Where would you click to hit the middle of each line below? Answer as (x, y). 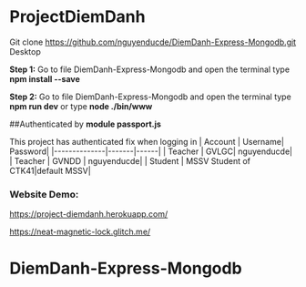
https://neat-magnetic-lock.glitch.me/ (80, 232)
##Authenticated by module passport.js (86, 124)
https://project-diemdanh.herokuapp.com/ (89, 214)
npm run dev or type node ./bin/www (81, 106)
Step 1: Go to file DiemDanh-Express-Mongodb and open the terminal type (149, 69)
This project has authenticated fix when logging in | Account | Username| (147, 141)
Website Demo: (44, 194)
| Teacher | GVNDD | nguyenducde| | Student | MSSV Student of (130, 160)
